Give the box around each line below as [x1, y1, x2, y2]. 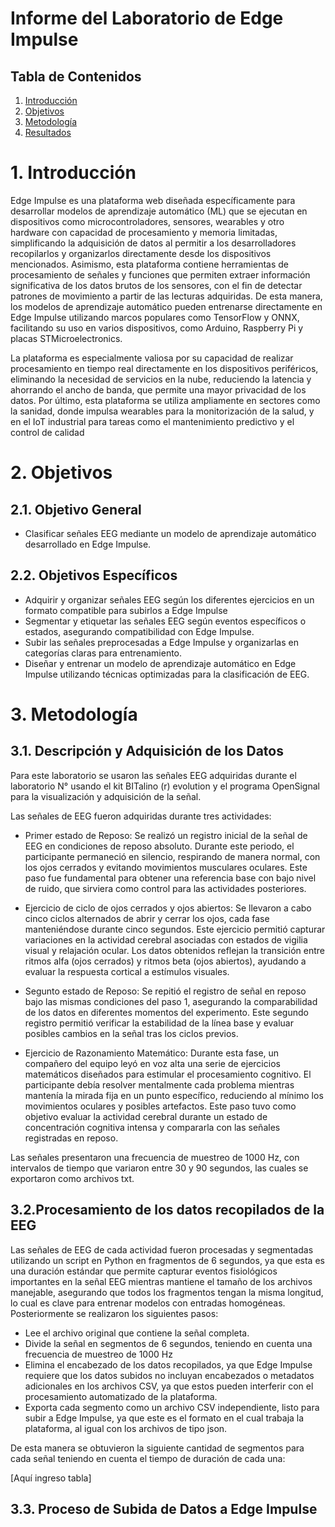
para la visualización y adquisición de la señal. [10, 790, 202, 802]
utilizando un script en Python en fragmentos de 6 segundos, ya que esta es [10, 1254, 325, 1266]
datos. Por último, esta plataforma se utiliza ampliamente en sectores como [10, 394, 321, 406]
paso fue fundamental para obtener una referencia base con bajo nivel [24, 872, 317, 884]
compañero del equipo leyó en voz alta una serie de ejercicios [24, 1057, 281, 1069]
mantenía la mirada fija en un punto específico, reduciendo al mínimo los [24, 1089, 324, 1101]
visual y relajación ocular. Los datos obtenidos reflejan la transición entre [24, 944, 326, 956]
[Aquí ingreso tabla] [10, 1472, 92, 1484]
